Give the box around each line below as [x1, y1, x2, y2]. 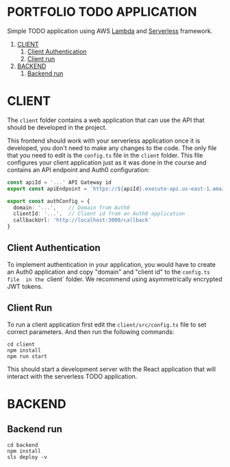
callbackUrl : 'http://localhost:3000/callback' [13, 217, 152, 224]
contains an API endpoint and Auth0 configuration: [7, 165, 150, 173]
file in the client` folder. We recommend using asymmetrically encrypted [7, 275, 222, 283]
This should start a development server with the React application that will [7, 365, 216, 373]
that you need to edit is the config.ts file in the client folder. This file [7, 151, 203, 159]
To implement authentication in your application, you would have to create [7, 260, 216, 268]
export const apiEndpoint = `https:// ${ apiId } [7, 185, 142, 192]
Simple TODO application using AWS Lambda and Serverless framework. [7, 27, 213, 35]
